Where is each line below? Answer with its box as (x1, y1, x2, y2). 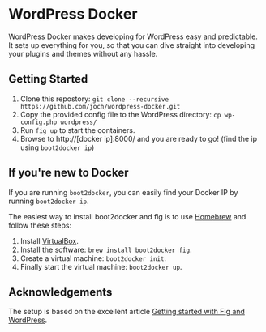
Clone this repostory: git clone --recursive (19, 94, 169, 104)
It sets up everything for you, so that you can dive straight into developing (8, 40, 255, 49)
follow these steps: (8, 220, 71, 230)
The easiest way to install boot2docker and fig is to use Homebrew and (8, 211, 247, 221)
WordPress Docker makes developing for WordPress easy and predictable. (8, 32, 258, 41)
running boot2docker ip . (8, 196, 89, 206)
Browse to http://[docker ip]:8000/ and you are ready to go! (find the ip (19, 134, 258, 143)
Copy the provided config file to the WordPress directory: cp (19, 109, 221, 119)
